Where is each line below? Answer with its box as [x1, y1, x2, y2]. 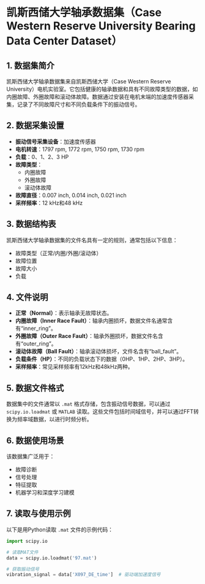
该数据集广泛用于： [6, 453, 55, 460]
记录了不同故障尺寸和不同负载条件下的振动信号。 [17, 101, 141, 108]
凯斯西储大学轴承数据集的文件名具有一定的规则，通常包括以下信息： [6, 236, 178, 244]
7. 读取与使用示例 [6, 509, 71, 519]
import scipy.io [6, 538, 48, 544]
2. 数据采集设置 [6, 120, 64, 131]
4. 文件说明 [6, 292, 48, 302]
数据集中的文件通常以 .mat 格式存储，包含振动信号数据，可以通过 [6, 400, 171, 408]
